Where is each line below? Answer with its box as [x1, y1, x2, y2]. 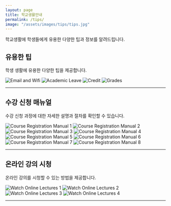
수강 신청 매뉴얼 [5, 98, 52, 107]
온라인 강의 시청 [5, 160, 52, 169]
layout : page [5, 7, 33, 13]
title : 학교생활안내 [5, 12, 42, 17]
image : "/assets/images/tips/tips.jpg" [5, 21, 90, 27]
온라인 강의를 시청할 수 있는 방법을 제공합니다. [5, 174, 97, 181]
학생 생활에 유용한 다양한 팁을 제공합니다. [5, 67, 87, 73]
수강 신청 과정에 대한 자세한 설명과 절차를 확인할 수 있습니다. [5, 113, 125, 119]
